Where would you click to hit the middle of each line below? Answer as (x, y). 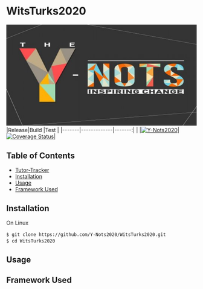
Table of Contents (41, 155)
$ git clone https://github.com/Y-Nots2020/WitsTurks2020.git (86, 234)
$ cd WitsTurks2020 (31, 241)
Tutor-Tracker (32, 170)
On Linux (18, 223)
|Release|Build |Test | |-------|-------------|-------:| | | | (93, 130)
